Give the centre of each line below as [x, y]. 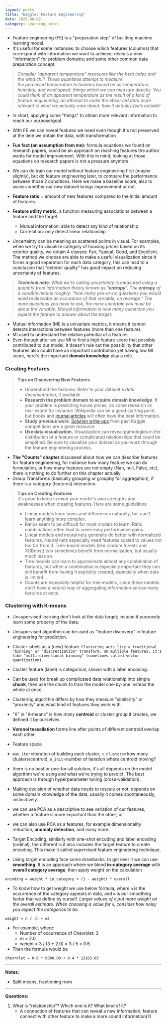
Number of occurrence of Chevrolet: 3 [59, 933]
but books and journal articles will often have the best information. [92, 416]
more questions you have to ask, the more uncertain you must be [84, 304]
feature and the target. [35, 217]
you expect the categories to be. [46, 909]
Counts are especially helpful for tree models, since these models [92, 582]
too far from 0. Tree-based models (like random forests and [86, 545]
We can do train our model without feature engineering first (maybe [81, 171]
